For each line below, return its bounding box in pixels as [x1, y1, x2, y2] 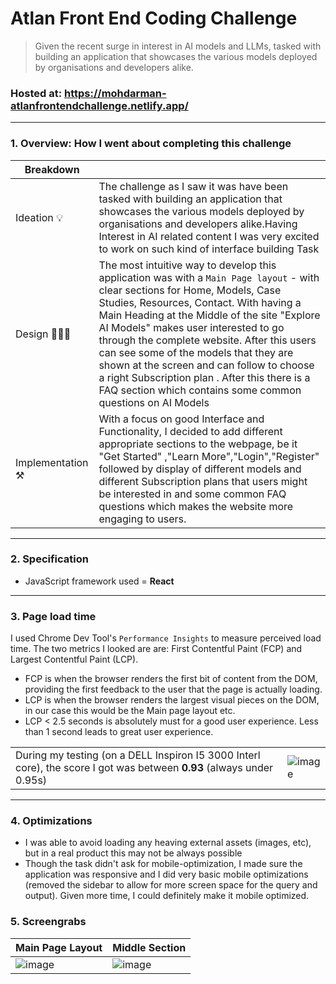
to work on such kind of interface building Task [98, 242, 320, 256]
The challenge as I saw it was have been [98, 179, 289, 193]
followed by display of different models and [98, 462, 302, 476]
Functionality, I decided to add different [98, 424, 283, 438]
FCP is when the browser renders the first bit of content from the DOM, [24, 673, 318, 685]
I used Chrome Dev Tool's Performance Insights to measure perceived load [10, 632, 322, 644]
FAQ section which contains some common [98, 383, 302, 397]
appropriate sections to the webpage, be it [98, 437, 298, 451]
